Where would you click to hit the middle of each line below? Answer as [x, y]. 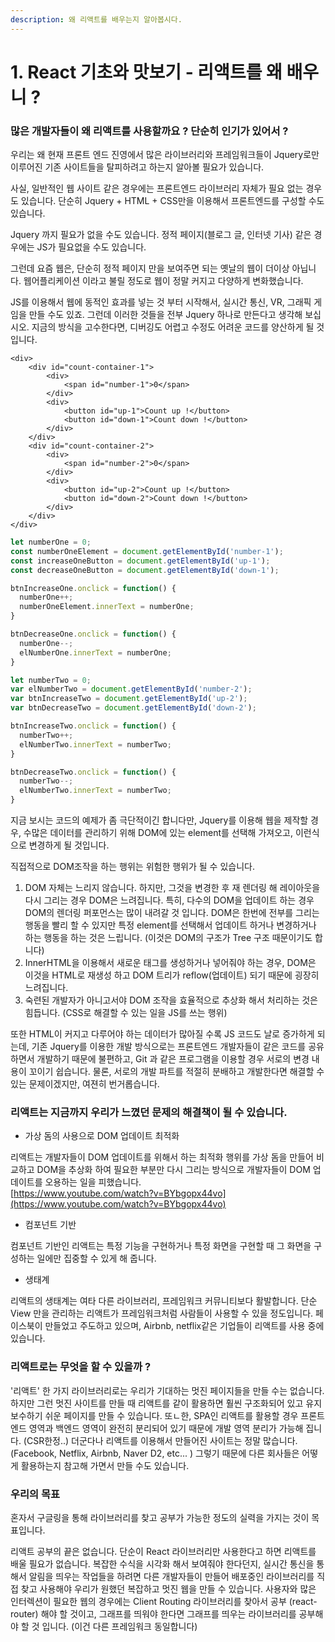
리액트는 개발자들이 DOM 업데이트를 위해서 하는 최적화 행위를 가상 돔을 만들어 [162, 1157]
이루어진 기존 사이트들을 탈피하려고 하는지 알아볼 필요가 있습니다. [137, 167]
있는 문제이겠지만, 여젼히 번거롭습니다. [85, 1084]
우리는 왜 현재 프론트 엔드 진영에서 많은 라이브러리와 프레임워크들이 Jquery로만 [165, 155]
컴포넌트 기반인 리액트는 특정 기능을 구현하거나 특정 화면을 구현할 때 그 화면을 [161, 1246]
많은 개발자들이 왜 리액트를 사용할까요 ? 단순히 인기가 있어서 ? [149, 131]
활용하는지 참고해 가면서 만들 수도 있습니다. [105, 1465]
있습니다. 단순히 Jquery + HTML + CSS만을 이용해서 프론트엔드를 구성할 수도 [172, 201]
